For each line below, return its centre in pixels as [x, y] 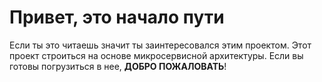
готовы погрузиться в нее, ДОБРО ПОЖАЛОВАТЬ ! [118, 66]
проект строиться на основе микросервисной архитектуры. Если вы [156, 55]
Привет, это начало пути [117, 17]
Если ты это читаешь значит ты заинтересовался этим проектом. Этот [160, 45]
